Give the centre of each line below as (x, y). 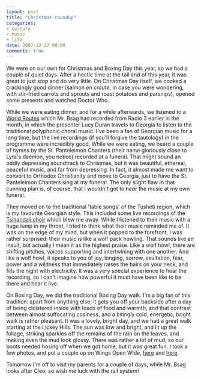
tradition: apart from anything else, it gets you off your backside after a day (99, 301)
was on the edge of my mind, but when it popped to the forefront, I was (94, 232)
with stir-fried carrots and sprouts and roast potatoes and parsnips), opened (100, 93)
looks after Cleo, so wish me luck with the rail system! (73, 370)
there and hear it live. (32, 283)
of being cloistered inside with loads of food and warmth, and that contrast (99, 308)
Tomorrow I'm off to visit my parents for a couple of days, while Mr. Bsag (96, 364)
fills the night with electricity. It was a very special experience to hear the (97, 270)
